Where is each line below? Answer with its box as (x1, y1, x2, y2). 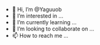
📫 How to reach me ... (12, 32, 68, 39)
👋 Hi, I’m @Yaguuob (12, 6, 62, 13)
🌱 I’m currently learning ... (12, 19, 77, 26)
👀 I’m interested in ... (12, 12, 64, 19)
